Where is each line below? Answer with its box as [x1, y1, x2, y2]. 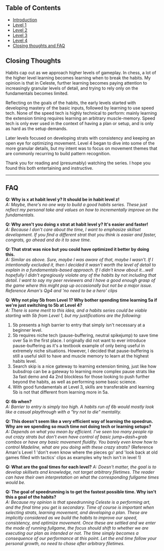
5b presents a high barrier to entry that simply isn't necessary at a [12, 322, 146, 328]
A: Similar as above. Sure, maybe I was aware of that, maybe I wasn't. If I [5, 257, 153, 263]
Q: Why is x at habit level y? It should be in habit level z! [5, 196, 120, 202]
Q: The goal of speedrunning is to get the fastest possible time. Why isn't [5, 489, 156, 495]
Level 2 [12, 27, 28, 33]
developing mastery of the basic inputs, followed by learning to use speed [5, 105, 154, 111]
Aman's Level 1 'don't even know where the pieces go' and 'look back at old [5, 449, 158, 455]
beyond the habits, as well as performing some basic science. [12, 379, 137, 385]
